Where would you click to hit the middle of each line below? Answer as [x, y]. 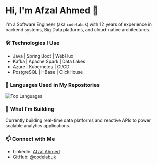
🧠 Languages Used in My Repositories [53, 85]
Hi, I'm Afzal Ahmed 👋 [52, 10]
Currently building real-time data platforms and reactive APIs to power [78, 120]
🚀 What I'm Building [30, 109]
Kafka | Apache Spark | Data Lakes [49, 61]
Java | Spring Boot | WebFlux [43, 56]
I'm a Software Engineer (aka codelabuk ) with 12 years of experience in [79, 24]
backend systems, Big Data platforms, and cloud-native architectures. [78, 29]
